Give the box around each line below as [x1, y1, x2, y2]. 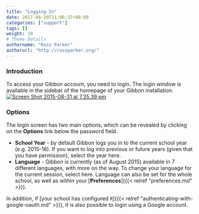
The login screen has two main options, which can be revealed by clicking [6, 121, 187, 128]
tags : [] [6, 25, 28, 32]
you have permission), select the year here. [14, 152, 121, 159]
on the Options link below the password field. [6, 128, 118, 135]
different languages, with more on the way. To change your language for [14, 165, 192, 172]
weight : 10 [6, 31, 33, 37]
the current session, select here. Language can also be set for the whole [14, 171, 192, 178]
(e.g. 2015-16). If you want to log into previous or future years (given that [14, 146, 193, 153]
